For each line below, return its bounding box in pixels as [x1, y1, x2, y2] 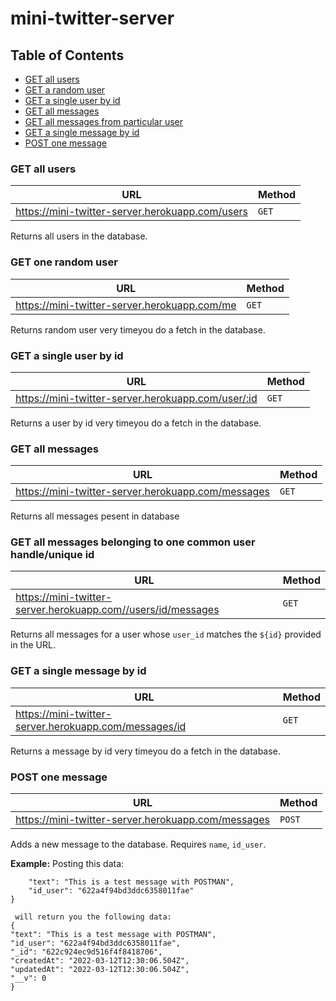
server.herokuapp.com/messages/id [15, 719, 187, 733]
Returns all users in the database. [10, 230, 148, 242]
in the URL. [10, 639, 56, 651]
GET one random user [10, 255, 118, 269]
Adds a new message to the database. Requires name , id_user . [10, 838, 267, 851]
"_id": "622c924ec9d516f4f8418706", [10, 947, 163, 957]
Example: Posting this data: [10, 858, 125, 870]
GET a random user [24, 84, 106, 96]
